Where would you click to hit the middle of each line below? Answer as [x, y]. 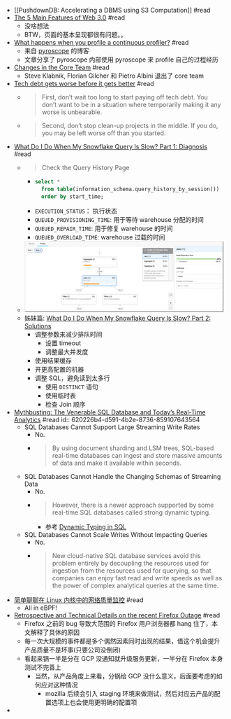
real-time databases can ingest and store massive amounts [137, 455]
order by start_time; [72, 196]
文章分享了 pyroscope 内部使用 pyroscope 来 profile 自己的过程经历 [121, 60]
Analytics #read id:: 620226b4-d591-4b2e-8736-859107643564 [107, 419]
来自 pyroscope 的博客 [57, 51]
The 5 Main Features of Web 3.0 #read [69, 18]
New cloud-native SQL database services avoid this [126, 555]
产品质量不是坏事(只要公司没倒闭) [72, 650]
